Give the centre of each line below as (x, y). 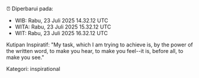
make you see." (25, 57)
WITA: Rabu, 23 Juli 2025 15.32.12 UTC (63, 27)
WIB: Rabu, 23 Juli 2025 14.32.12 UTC (61, 21)
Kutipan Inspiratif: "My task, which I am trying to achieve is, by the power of (99, 45)
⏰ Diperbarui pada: (30, 9)
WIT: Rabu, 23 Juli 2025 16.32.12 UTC (61, 33)
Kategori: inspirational (33, 69)
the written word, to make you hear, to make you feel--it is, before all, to (95, 51)
